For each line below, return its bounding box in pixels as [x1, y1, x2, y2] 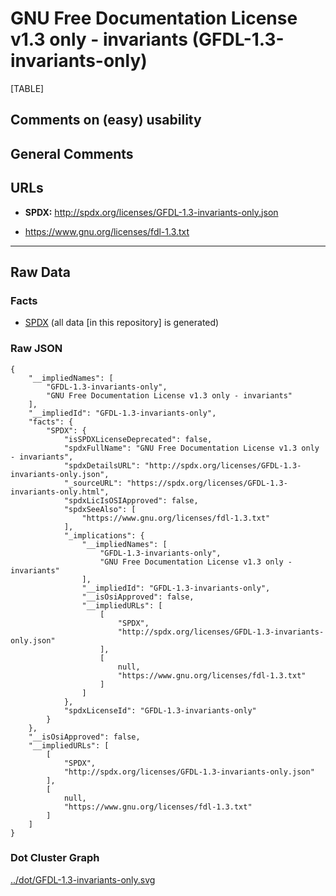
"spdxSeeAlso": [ [63, 504, 137, 514]
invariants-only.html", [10, 487, 110, 497]
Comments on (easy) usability [10, 112, 202, 129]
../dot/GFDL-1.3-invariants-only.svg [10, 873, 156, 886]
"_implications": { [63, 530, 145, 541]
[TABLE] [10, 82, 45, 94]
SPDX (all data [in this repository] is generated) [24, 317, 220, 329]
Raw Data [10, 263, 72, 281]
